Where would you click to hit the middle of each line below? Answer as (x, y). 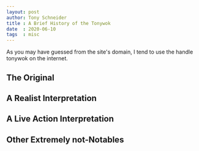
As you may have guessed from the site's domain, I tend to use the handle (100, 52)
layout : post (23, 12)
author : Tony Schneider (37, 18)
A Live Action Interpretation (60, 119)
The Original (31, 78)
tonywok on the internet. (37, 58)
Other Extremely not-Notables (65, 140)
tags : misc (23, 35)
